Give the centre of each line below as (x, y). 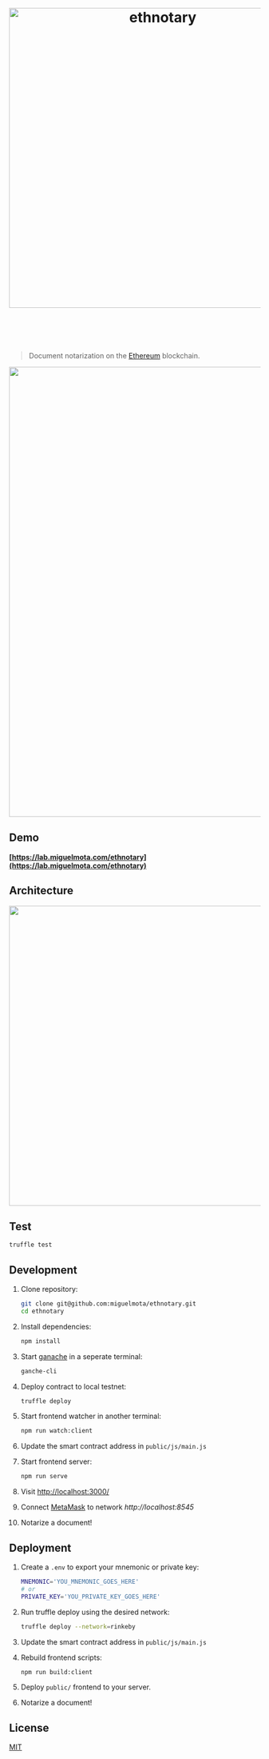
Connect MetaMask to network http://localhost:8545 (107, 1507)
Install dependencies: (56, 1326)
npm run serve (44, 1477)
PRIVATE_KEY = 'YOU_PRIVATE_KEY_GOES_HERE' (91, 1597)
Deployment (40, 1547)
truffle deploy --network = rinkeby (78, 1626)
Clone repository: (49, 1289)
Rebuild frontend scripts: (61, 1657)
